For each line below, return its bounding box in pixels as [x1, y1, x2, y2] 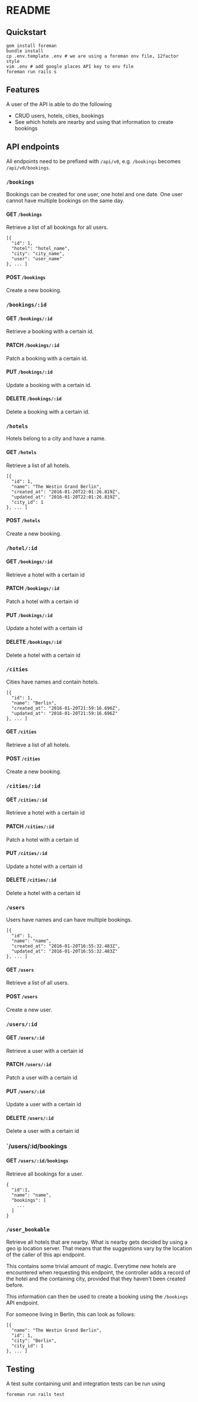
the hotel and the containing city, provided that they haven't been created [6, 1275, 186, 1282]
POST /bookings [6, 273, 46, 280]
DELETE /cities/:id [6, 876, 56, 883]
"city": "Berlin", [11, 1337, 58, 1343]
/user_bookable [6, 1227, 50, 1233]
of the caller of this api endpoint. [6, 1251, 86, 1258]
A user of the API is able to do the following [6, 100, 112, 107]
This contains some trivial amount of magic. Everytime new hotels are [6, 1262, 177, 1269]
